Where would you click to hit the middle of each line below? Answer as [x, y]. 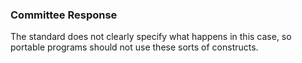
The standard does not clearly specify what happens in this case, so [151, 37]
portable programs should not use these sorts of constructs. [134, 47]
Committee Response [64, 15]
